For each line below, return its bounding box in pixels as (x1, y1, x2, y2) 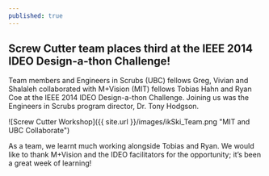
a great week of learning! (8, 158, 92, 168)
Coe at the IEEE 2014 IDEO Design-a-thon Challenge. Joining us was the (8, 93, 249, 103)
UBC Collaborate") (8, 126, 70, 136)
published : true (8, 11, 63, 20)
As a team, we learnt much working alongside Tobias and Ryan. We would (8, 141, 254, 151)
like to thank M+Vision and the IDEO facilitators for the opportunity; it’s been (8, 150, 261, 160)
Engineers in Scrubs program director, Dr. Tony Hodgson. (8, 102, 200, 111)
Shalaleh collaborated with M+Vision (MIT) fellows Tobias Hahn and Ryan (8, 84, 252, 94)
